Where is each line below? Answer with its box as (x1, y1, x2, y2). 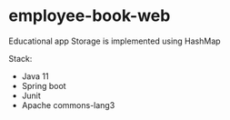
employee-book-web (8, 5, 171, 26)
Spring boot (21, 80, 66, 91)
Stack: (8, 53, 33, 64)
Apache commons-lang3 (21, 99, 115, 110)
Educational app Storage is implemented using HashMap (8, 35, 221, 46)
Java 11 (21, 70, 49, 82)
